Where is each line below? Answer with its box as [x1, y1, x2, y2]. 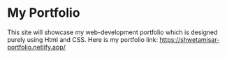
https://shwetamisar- [159, 35, 220, 43]
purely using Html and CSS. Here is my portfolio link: [7, 35, 159, 43]
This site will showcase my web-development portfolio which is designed [7, 28, 218, 36]
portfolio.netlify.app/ [7, 43, 66, 51]
